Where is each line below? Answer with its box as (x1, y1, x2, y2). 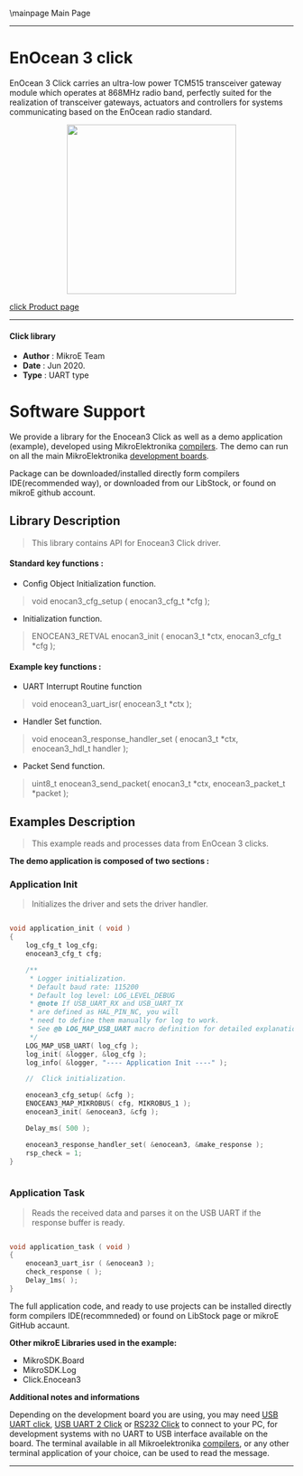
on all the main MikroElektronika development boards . (9, 451, 209, 462)
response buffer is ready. (31, 1217, 125, 1227)
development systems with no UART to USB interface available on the (9, 1428, 269, 1439)
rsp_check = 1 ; (25, 1148, 83, 1158)
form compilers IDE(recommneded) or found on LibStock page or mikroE (9, 1310, 280, 1321)
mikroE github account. (9, 487, 96, 498)
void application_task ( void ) (9, 1242, 131, 1251)
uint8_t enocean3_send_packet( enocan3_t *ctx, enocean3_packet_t (31, 778, 286, 789)
